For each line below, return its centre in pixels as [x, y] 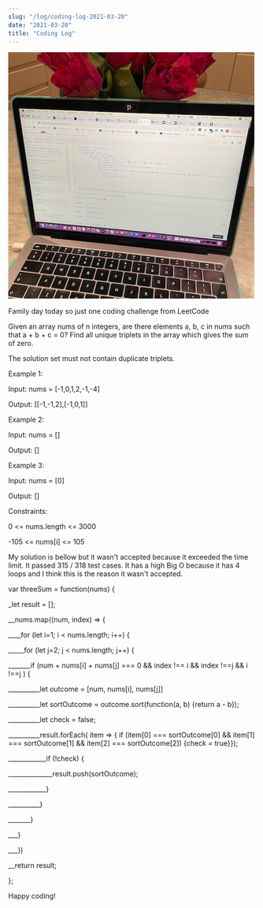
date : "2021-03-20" [40, 25]
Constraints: [28, 512]
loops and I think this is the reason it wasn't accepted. [96, 574]
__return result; [33, 865]
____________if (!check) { [46, 759]
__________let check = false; [52, 720]
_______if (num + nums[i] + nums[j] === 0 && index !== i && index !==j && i [128, 665]
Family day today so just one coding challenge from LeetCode [109, 311]
